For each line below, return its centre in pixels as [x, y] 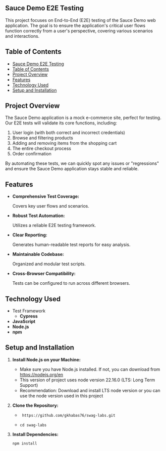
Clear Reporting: [30, 235]
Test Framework [29, 311]
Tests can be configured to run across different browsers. [71, 283]
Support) [29, 385]
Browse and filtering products [43, 138]
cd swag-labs [33, 425]
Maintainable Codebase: [38, 254]
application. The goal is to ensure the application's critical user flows [75, 25]
